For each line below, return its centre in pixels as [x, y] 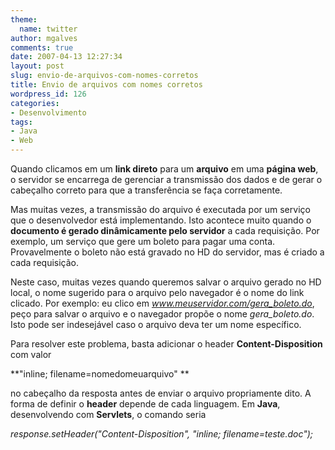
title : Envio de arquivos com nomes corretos [106, 85]
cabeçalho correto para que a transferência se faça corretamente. [146, 190]
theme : [24, 19]
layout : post [37, 66]
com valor [31, 354]
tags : [21, 122]
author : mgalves [44, 38]
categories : [35, 103]
